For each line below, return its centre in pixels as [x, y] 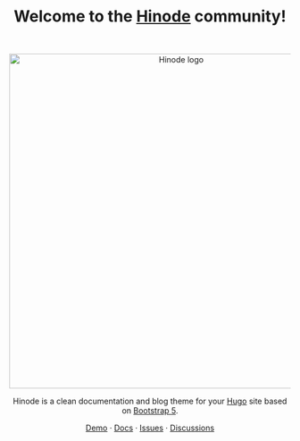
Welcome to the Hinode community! [150, 17]
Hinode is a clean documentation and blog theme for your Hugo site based [150, 401]
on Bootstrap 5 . [150, 410]
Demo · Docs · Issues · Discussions [150, 428]
